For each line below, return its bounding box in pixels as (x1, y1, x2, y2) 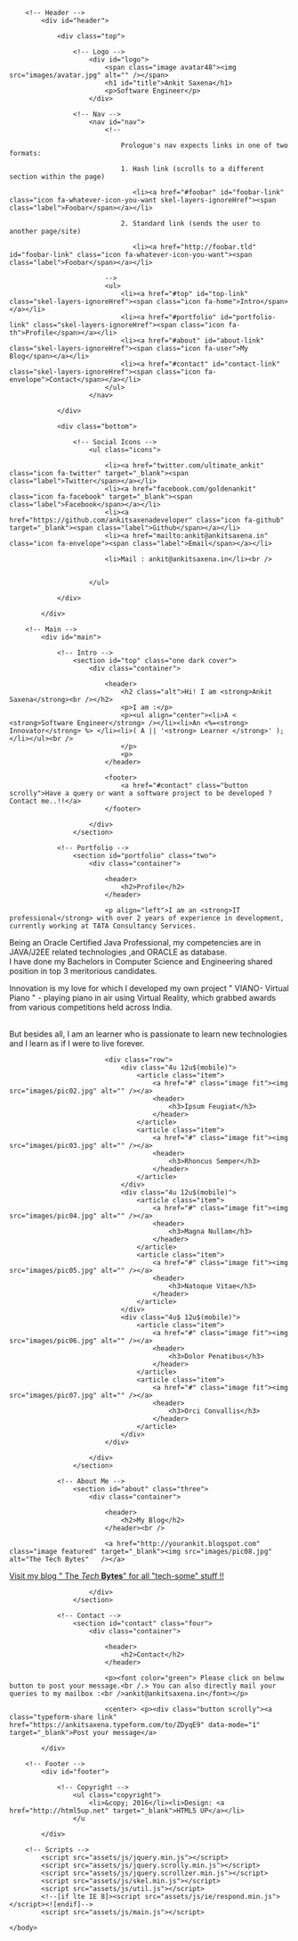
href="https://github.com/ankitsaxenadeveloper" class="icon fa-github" (9, 516, 285, 524)
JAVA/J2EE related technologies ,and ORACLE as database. (9, 946, 228, 957)
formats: (9, 149, 42, 158)
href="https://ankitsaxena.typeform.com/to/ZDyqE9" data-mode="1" (9, 1721, 261, 1730)
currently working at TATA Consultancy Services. (9, 921, 197, 930)
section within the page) (9, 172, 105, 181)
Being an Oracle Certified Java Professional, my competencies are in (9, 937, 262, 947)
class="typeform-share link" (9, 1713, 117, 1722)
